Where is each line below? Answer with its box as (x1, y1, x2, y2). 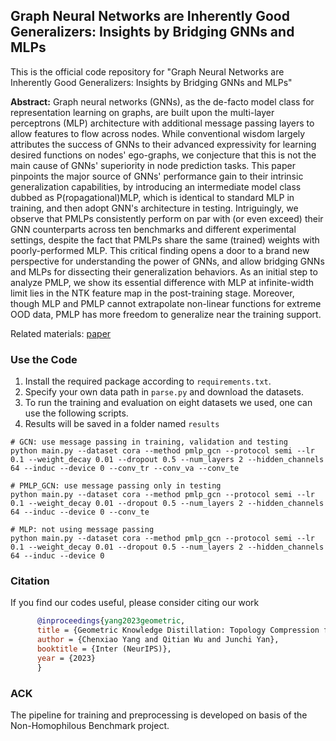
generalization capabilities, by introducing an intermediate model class (10, 180, 302, 193)
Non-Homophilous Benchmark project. (10, 719, 170, 731)
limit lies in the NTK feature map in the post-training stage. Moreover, (10, 287, 295, 299)
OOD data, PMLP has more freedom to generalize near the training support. (10, 308, 322, 320)
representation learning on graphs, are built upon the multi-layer (10, 106, 275, 118)
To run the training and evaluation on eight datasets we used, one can (24, 397, 313, 409)
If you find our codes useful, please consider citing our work (10, 597, 260, 609)
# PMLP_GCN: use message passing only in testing (10, 481, 222, 491)
